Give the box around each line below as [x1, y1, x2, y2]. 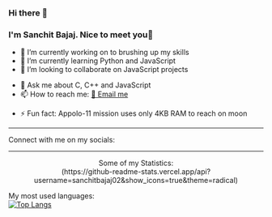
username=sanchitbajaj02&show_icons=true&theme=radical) [33, 176, 239, 185]
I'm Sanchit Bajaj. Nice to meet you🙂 [8, 28, 154, 40]
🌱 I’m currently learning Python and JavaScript [19, 56, 176, 66]
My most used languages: [8, 191, 95, 201]
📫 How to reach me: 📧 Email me [19, 89, 129, 100]
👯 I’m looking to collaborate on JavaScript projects [19, 65, 189, 74]
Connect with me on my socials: [8, 135, 116, 145]
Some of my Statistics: [98, 158, 174, 168]
